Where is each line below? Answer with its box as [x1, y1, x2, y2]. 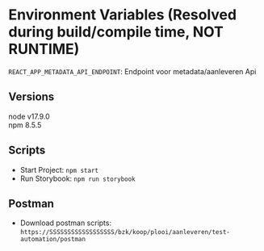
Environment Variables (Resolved [8, 6, 237, 24]
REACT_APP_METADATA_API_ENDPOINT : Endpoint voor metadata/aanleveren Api [8, 66, 257, 76]
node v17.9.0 [8, 111, 50, 121]
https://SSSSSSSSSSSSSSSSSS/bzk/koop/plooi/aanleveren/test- [19, 228, 231, 236]
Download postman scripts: [19, 218, 111, 228]
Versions [8, 90, 55, 104]
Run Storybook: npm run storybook [19, 174, 136, 183]
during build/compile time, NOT [8, 23, 224, 41]
